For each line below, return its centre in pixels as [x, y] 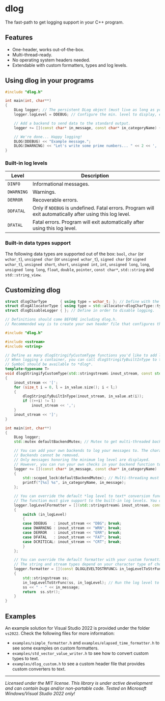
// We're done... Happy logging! [48, 137]
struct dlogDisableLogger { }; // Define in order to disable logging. [80, 311]
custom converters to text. [39, 669]
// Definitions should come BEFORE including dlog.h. [61, 320]
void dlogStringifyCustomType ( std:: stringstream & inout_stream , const [79, 374]
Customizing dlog [33, 290]
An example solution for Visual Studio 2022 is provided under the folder [78, 628]
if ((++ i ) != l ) [39, 401]
